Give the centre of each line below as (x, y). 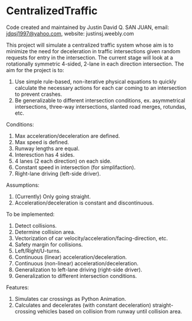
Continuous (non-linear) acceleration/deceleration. (77, 263)
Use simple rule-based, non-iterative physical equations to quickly (95, 82)
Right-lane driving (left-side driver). (58, 173)
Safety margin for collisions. (49, 244)
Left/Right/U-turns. (38, 251)
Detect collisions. (36, 225)
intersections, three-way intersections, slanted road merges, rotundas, (100, 106)
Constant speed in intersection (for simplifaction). (75, 167)
